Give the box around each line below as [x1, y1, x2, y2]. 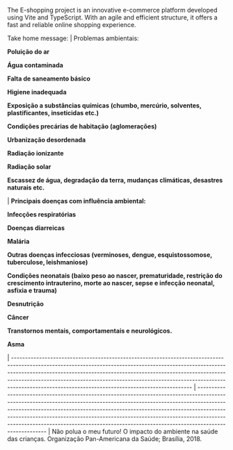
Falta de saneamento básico [7, 74, 90, 83]
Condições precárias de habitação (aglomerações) [7, 122, 157, 131]
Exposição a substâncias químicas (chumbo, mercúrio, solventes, [7, 101, 202, 110]
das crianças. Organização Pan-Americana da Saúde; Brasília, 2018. [7, 435, 202, 443]
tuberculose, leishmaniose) [7, 258, 88, 266]
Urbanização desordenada [7, 135, 86, 144]
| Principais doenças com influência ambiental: [7, 197, 146, 205]
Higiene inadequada [7, 88, 67, 96]
